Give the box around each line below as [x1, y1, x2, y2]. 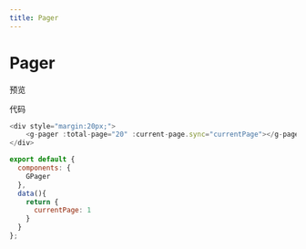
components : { [17, 163, 71, 173]
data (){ [17, 189, 47, 198]
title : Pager [9, 13, 59, 23]
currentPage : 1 [33, 206, 92, 215]
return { [25, 197, 59, 206]
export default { [9, 155, 76, 164]
